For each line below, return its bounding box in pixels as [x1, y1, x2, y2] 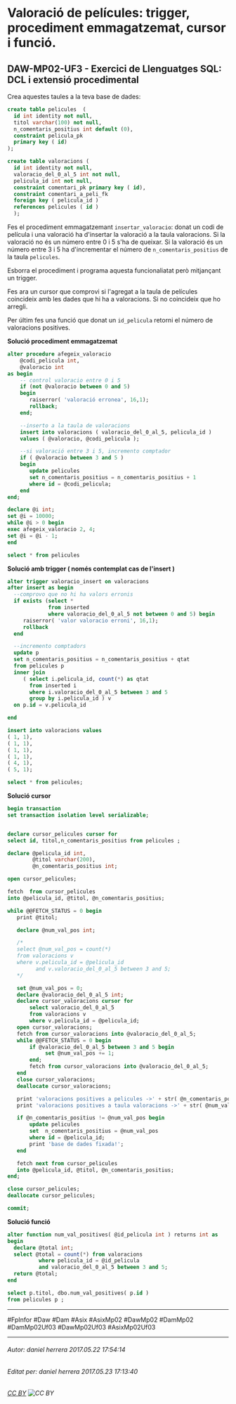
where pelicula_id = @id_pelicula [38, 1257, 140, 1264]
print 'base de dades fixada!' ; [29, 1140, 124, 1148]
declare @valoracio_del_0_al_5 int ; [16, 991, 124, 999]
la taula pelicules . [7, 253, 60, 261]
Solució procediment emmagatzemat [7, 337, 118, 345]
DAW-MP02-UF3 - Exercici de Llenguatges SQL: [7, 63, 223, 74]
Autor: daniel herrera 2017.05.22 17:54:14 [7, 1346, 126, 1354]
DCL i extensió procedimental [7, 74, 139, 86]
